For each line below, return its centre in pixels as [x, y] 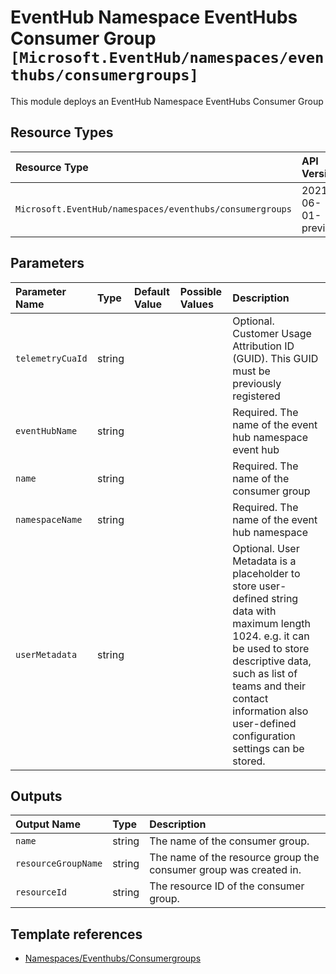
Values [196, 304]
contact [250, 698]
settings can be [268, 748]
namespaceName [49, 519]
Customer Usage [272, 333]
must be [251, 371]
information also [270, 711]
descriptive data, [272, 661]
